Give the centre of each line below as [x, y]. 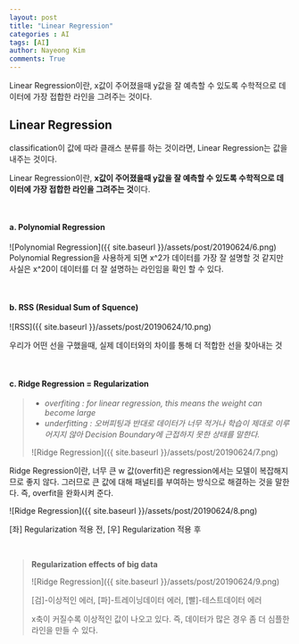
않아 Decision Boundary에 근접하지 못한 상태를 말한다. [164, 434]
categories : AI [39, 34]
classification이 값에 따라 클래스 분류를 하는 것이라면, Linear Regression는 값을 [149, 147]
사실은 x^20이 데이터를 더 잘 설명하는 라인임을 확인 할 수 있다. [117, 269]
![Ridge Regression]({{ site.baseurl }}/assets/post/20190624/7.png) [154, 452]
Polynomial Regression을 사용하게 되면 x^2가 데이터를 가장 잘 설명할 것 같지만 [146, 258]
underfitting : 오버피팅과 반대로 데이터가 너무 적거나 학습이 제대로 [159, 424]
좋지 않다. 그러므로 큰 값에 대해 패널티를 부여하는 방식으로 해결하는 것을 [149, 482]
